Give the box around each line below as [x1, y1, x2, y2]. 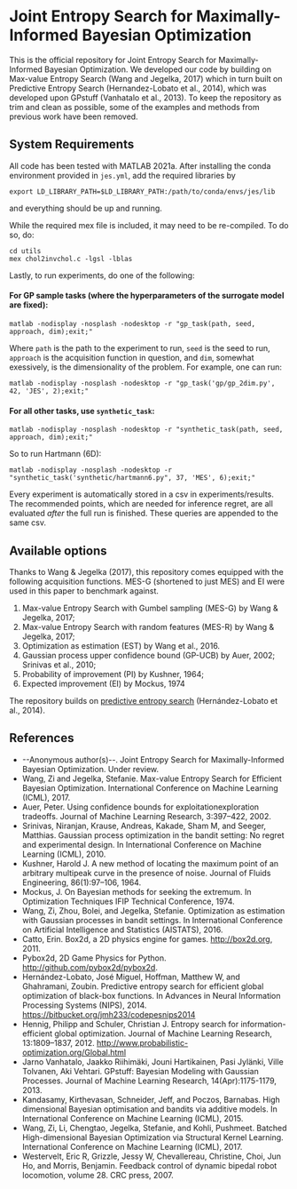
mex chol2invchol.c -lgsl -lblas [9, 254, 133, 263]
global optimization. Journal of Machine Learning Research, [54, 1028, 273, 1039]
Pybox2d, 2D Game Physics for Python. [21, 953, 167, 963]
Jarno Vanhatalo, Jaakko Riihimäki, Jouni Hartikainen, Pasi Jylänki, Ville [21, 1056, 284, 1067]
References [9, 730, 74, 746]
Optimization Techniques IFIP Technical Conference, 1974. [21, 896, 235, 906]
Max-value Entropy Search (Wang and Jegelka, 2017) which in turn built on [9, 73, 283, 84]
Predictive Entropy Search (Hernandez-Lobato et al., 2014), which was [9, 83, 268, 93]
